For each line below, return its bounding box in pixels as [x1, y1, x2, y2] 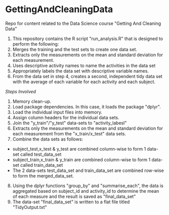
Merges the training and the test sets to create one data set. [12, 46, 137, 52]
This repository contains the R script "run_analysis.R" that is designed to [12, 35, 163, 42]
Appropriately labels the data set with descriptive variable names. [12, 67, 149, 74]
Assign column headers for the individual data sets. [12, 114, 120, 120]
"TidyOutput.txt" [12, 204, 47, 210]
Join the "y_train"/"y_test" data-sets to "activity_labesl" [12, 120, 127, 126]
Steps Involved [5, 88, 36, 94]
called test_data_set [20, 151, 62, 157]
